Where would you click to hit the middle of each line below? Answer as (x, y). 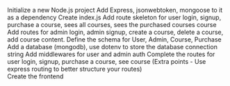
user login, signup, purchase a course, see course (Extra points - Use (107, 61)
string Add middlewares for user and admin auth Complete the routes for (111, 54)
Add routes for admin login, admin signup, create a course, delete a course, (115, 32)
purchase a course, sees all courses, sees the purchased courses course (112, 25)
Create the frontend (35, 76)
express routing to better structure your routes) (75, 69)
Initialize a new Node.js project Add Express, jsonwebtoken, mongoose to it (115, 10)
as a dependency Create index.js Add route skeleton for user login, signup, (114, 17)
